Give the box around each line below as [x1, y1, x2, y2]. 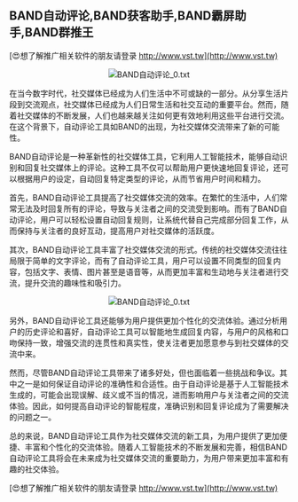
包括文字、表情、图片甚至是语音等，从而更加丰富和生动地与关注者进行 [24, 266, 281, 277]
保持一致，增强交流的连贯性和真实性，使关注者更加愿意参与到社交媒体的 [16, 337, 281, 348]
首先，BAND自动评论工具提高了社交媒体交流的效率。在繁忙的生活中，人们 [9, 192, 280, 202]
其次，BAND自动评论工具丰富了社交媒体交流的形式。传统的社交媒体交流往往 [9, 244, 288, 255]
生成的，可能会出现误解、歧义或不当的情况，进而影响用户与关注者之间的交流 [9, 389, 289, 400]
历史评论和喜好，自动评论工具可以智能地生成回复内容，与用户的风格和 [24, 326, 281, 337]
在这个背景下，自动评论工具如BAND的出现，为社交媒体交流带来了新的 [9, 121, 264, 131]
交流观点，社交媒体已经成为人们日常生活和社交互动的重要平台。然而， [24, 98, 281, 109]
